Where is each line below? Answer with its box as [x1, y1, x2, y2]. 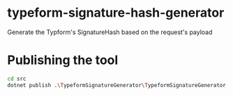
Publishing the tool [7, 52, 119, 68]
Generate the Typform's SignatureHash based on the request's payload [7, 28, 213, 36]
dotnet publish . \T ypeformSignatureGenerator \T [7, 81, 149, 88]
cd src [7, 75, 27, 82]
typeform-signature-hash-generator [7, 5, 225, 21]
